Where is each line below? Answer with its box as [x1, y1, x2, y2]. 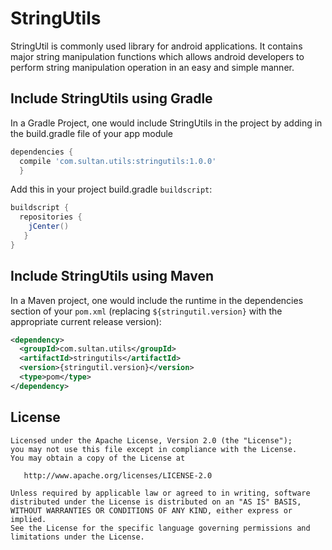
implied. [10, 514, 47, 524]
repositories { [19, 212, 83, 222]
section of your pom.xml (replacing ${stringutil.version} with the [10, 305, 283, 317]
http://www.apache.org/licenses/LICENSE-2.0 [23, 470, 213, 481]
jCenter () [28, 222, 70, 232]
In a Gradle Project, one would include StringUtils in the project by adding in [10, 117, 323, 129]
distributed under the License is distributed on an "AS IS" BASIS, [10, 497, 302, 507]
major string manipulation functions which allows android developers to [10, 50, 305, 62]
